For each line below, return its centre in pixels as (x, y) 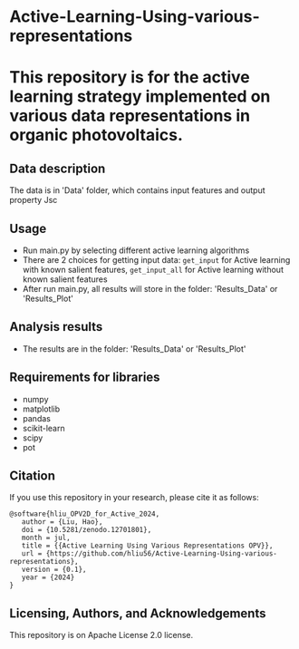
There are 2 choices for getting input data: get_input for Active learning (156, 260)
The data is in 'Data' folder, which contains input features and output (137, 190)
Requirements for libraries (85, 378)
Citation (33, 476)
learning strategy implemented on (140, 97)
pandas (37, 418)
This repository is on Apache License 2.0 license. (101, 635)
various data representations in (130, 116)
